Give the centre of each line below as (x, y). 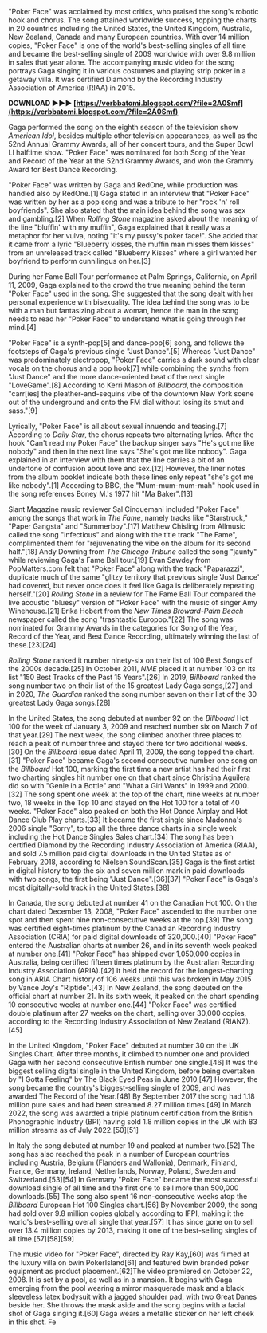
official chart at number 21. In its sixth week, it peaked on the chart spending (134, 996)
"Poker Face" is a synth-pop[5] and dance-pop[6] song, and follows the (126, 343)
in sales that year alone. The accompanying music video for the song (122, 62)
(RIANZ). (237, 1021)
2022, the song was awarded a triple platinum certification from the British (130, 1113)
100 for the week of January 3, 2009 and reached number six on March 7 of (133, 726)
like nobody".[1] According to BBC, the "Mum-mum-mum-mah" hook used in (134, 485)
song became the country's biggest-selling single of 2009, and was (120, 1088)
